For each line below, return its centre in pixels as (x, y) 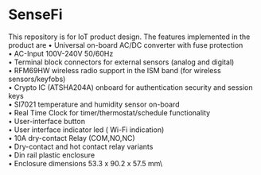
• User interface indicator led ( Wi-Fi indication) (86, 130)
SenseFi (35, 15)
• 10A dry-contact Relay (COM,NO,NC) (72, 138)
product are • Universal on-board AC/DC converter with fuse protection (126, 45)
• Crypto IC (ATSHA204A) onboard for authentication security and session (130, 87)
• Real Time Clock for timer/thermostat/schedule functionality (109, 112)
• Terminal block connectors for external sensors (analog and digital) (121, 62)
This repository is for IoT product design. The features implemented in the (129, 37)
